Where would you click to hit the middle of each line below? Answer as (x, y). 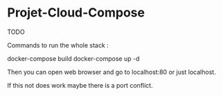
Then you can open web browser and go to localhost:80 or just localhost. (111, 72)
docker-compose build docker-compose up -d (73, 58)
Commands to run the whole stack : (58, 45)
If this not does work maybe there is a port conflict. (80, 85)
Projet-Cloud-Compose (76, 13)
